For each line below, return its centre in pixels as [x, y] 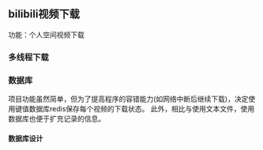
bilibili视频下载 [44, 14]
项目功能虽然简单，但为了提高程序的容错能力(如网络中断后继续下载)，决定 [128, 99]
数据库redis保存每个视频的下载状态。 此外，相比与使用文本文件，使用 [142, 109]
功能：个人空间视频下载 [46, 35]
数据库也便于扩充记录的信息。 [56, 119]
